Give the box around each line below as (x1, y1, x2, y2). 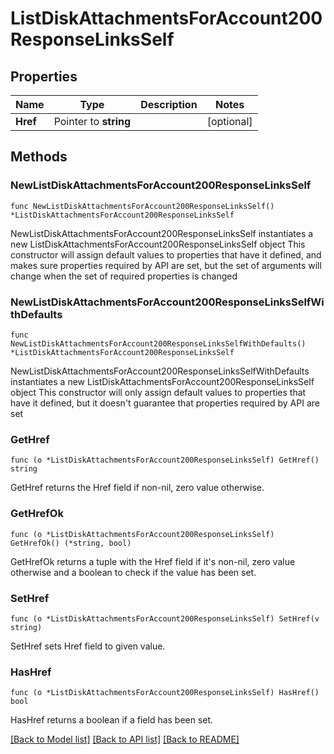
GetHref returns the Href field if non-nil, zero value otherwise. (10, 482, 265, 494)
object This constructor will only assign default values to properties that (10, 386, 307, 398)
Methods (10, 148, 68, 166)
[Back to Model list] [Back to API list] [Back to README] (10, 733, 240, 746)
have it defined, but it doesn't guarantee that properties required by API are (10, 397, 320, 409)
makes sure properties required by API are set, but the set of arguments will (10, 259, 322, 271)
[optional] (206, 115, 253, 128)
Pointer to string (53, 115, 132, 128)
